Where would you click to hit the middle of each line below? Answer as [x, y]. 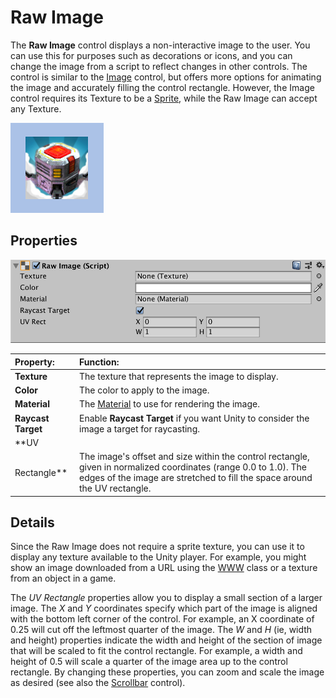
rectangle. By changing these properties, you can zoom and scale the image [167, 672]
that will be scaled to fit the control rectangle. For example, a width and [156, 651]
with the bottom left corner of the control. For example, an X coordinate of [162, 619]
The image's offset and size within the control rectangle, [194, 457]
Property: [34, 362]
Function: [99, 362]
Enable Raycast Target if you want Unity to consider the [194, 418]
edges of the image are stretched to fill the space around [196, 478]
